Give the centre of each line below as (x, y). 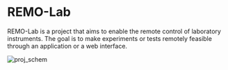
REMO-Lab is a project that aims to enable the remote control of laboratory (114, 31)
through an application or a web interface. (67, 46)
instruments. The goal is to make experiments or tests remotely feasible (109, 38)
